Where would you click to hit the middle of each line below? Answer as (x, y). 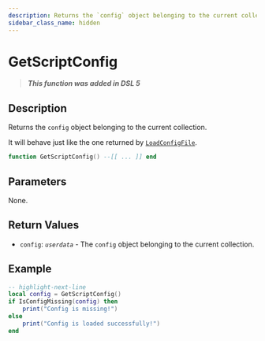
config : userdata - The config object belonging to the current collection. (137, 244)
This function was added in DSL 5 (84, 83)
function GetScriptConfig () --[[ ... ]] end (82, 157)
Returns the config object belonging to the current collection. (108, 128)
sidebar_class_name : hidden (54, 23)
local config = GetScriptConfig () (65, 295)
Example (30, 269)
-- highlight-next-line (47, 287)
